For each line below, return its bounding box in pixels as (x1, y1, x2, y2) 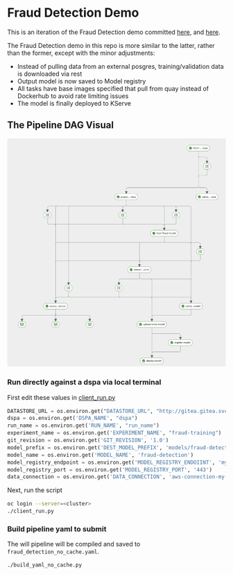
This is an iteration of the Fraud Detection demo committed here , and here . (7, 28, 221, 36)
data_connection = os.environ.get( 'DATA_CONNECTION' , (7, 473, 166, 480)
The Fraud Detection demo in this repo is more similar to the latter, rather (7, 41, 215, 49)
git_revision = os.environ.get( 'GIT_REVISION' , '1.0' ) (7, 437, 169, 444)
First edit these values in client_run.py (7, 393, 116, 401)
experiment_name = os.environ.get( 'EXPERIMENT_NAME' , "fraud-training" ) (7, 430, 222, 437)
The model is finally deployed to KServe (17, 99, 132, 107)
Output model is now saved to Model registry (17, 76, 146, 85)
